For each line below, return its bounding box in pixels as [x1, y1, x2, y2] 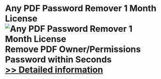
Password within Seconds [5, 54, 112, 65]
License [5, 13, 38, 24]
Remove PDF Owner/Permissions [5, 44, 141, 55]
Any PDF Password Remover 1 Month [5, 3, 157, 14]
